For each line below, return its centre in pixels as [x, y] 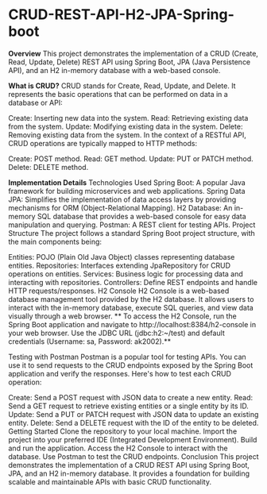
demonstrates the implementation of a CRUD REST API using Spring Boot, [129, 465]
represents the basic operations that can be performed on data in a [118, 94]
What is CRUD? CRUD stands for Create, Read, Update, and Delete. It [122, 86]
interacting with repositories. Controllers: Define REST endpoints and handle [133, 282]
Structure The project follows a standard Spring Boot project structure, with [132, 233]
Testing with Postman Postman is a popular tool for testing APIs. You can [127, 357]
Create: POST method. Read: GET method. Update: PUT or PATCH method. [131, 158]
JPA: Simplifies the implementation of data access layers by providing [122, 199]
